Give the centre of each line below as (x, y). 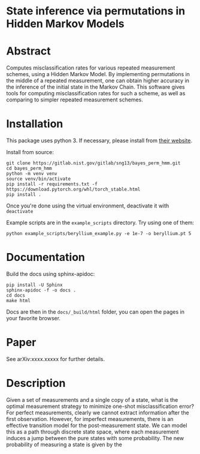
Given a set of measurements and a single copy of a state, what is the (92, 399)
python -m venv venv (32, 174)
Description (36, 384)
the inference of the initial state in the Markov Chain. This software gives (96, 87)
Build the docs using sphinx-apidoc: (51, 274)
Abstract (28, 51)
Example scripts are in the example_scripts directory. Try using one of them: (100, 223)
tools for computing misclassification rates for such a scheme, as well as (96, 94)
